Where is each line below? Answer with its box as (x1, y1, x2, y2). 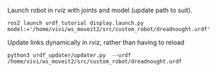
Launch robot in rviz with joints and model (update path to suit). (7, 6, 193, 14)
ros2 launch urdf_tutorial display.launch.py (7, 20, 144, 27)
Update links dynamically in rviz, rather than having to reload (7, 38, 185, 47)
